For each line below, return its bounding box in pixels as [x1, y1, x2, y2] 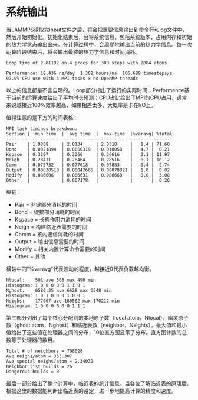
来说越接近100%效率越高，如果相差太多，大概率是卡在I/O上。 [6, 101, 156, 108]
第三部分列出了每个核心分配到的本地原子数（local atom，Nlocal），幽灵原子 [6, 314, 189, 321]
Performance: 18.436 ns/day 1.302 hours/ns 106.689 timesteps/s [6, 70, 173, 76]
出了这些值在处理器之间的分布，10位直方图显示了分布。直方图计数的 [16, 329, 182, 336]
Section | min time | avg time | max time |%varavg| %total [6, 131, 173, 136]
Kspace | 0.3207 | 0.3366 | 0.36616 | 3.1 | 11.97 [6, 151, 170, 157]
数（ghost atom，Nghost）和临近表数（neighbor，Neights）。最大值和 [6, 321, 177, 329]
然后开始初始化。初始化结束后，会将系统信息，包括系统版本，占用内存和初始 [6, 33, 192, 40]
